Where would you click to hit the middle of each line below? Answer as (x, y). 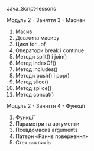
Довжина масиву (37, 38)
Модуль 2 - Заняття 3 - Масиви (46, 20)
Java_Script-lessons (32, 9)
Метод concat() (35, 94)
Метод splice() (33, 88)
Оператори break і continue (50, 50)
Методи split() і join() (41, 57)
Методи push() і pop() (42, 75)
